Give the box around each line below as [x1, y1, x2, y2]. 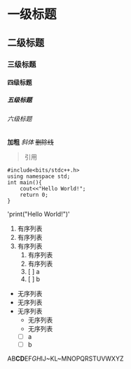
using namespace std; [7, 173, 71, 180]
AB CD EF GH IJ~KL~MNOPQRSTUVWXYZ [7, 354, 124, 363]
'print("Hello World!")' [7, 209, 70, 218]
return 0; [20, 191, 49, 198]
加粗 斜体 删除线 [7, 138, 54, 146]
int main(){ [7, 179, 42, 186]
